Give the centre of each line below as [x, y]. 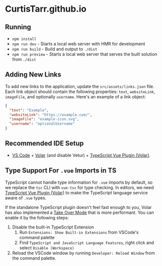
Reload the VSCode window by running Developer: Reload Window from [83, 253]
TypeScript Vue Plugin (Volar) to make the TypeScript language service [76, 192]
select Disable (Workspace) [47, 247]
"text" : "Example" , [29, 110]
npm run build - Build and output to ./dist [54, 49]
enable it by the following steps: [37, 217]
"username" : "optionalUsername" [42, 124]
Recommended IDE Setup [45, 143]
